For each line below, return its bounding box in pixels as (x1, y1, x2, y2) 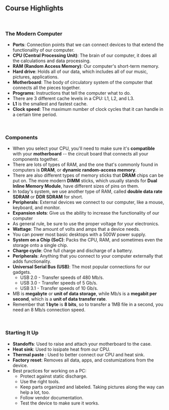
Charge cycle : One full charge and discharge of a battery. (12, 248, 133, 254)
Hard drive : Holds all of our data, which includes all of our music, (12, 68, 148, 75)
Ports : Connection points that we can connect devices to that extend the (12, 42, 164, 48)
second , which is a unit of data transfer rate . (12, 296, 107, 302)
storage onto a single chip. (12, 242, 68, 249)
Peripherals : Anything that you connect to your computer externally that (12, 253, 163, 259)
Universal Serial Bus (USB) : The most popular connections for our (12, 264, 151, 270)
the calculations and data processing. (12, 58, 91, 64)
